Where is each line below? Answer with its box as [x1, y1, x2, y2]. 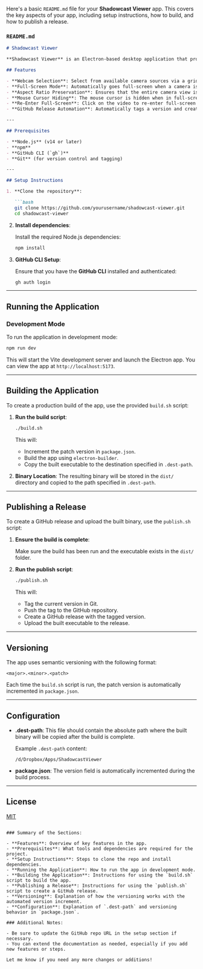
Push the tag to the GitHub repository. [24, 607, 119, 614]
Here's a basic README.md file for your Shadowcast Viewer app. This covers [6, 5, 194, 12]
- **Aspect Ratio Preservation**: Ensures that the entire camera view [6, 89, 190, 96]
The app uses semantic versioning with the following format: [6, 659, 157, 666]
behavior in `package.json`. [6, 909, 80, 915]
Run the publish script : [14, 566, 74, 573]
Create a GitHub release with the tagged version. [24, 613, 146, 620]
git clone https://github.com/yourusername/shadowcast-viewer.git [14, 205, 185, 211]
